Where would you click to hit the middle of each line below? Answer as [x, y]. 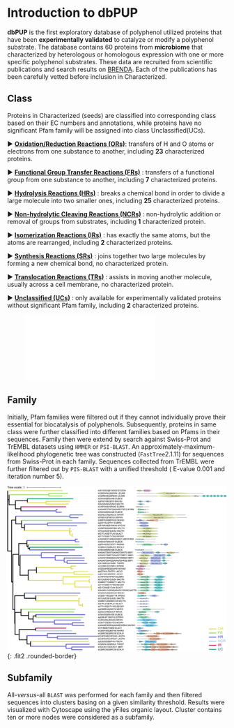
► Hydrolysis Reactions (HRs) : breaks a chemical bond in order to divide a [116, 193]
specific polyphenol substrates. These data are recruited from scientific [110, 61]
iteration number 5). [36, 476]
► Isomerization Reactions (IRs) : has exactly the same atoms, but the [109, 235]
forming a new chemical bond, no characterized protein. [88, 263]
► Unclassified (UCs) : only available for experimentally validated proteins [114, 297]
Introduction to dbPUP [72, 13]
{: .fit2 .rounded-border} [42, 656]
